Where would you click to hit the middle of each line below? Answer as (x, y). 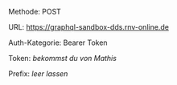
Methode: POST (35, 12)
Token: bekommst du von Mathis (62, 58)
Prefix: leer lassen (38, 74)
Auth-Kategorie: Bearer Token (58, 42)
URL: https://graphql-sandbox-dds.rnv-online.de (88, 27)
